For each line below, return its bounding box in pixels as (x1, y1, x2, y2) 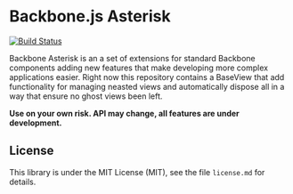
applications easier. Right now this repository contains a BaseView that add (9, 71, 285, 82)
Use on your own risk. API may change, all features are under (9, 108, 240, 118)
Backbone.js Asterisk (9, 6, 171, 27)
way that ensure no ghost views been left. (9, 91, 163, 101)
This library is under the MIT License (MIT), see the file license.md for (9, 166, 265, 177)
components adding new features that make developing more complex (9, 62, 269, 73)
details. (9, 176, 37, 187)
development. (9, 117, 62, 128)
